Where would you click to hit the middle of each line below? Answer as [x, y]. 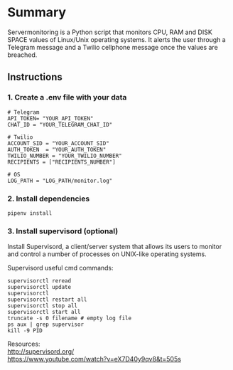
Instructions [35, 77]
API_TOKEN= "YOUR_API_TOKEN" [50, 118]
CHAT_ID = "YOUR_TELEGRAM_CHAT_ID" [60, 125]
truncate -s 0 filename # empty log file [70, 318]
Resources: [24, 344]
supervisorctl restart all [47, 300]
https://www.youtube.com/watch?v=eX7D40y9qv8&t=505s [94, 359]
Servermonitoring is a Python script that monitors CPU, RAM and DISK [110, 32]
